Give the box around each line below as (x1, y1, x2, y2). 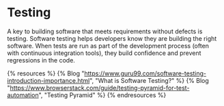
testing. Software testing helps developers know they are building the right (7, 34, 217, 42)
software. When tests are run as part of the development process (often (7, 41, 210, 50)
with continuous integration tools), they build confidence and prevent (7, 49, 201, 57)
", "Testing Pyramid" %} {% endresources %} (38, 90, 167, 99)
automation (7, 90, 39, 99)
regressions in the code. (7, 56, 75, 64)
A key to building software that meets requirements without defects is (7, 27, 203, 35)
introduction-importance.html (7, 76, 90, 84)
